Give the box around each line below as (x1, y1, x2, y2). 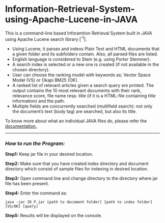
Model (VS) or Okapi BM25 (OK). (12, 77, 79, 83)
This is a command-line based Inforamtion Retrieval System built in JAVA (5, 30, 152, 36)
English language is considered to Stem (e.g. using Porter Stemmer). (12, 56, 151, 62)
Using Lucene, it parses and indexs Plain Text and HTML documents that (12, 46, 160, 52)
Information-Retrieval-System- (5, 3, 135, 15)
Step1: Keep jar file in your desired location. (5, 151, 93, 157)
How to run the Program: (5, 140, 65, 147)
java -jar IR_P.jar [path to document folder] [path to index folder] (5, 199, 153, 204)
